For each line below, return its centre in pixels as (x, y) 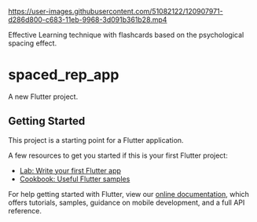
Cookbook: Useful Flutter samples (75, 179)
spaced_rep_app (64, 75)
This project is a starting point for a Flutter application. (96, 140)
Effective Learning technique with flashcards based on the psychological (126, 35)
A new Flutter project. (43, 96)
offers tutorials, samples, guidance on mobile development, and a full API (127, 202)
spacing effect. (33, 43)
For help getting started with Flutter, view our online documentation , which (129, 194)
